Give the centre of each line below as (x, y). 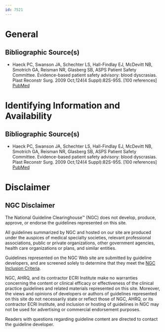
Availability (29, 116)
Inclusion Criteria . (23, 268)
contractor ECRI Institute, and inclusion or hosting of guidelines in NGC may (82, 304)
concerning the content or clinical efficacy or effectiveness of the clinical (80, 283)
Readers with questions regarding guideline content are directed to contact (82, 319)
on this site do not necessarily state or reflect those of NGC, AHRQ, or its (79, 299)
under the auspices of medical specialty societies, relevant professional (78, 237)
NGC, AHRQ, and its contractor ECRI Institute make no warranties (71, 277)
